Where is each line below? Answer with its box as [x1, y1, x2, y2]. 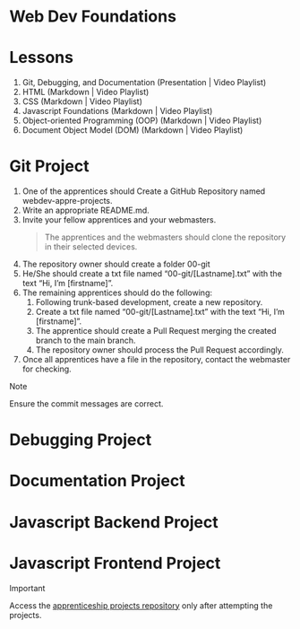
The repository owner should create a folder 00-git [21, 258, 210, 270]
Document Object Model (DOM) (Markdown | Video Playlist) [21, 125, 244, 135]
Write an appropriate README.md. [21, 205, 150, 216]
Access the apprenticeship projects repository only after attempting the [9, 599, 273, 611]
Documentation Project [9, 471, 185, 491]
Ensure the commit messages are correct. [9, 398, 164, 409]
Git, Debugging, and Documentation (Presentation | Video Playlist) [21, 77, 267, 88]
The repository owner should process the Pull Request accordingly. [35, 345, 285, 355]
